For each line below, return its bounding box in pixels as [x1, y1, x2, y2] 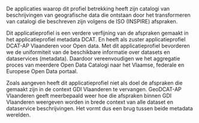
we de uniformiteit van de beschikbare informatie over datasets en [6, 49, 170, 56]
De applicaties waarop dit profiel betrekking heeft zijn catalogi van [6, 5, 170, 12]
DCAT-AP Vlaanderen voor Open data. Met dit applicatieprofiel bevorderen [6, 42, 190, 49]
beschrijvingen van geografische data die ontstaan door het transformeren [6, 11, 191, 19]
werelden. [6, 111, 31, 118]
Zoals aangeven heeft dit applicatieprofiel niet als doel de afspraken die [6, 79, 183, 86]
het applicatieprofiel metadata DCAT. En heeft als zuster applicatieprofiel [6, 36, 186, 43]
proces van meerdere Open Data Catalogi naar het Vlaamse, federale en [6, 61, 185, 68]
